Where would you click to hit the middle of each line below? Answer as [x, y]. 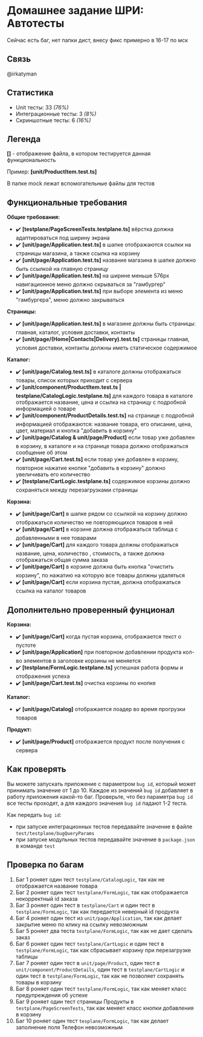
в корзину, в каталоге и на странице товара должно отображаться [102, 446]
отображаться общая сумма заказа [62, 560]
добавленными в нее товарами [56, 538]
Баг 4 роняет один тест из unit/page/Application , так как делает [99, 918]
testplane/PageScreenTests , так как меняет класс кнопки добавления [105, 1008]
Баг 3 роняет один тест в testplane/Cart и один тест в [85, 905]
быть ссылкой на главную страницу [62, 269]
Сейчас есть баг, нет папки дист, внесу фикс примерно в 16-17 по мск [98, 40]
